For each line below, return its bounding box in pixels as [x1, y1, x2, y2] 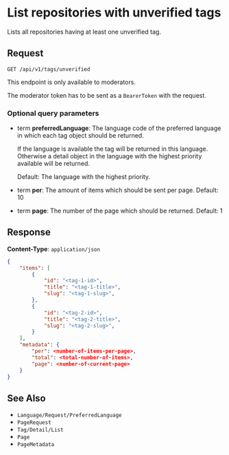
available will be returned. [16, 160, 91, 168]
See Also [7, 392, 46, 404]
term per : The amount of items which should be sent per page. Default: [16, 186, 219, 194]
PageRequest [16, 419, 51, 426]
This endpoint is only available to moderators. [7, 78, 136, 86]
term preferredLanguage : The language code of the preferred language [16, 124, 221, 132]
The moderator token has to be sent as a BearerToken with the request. [7, 91, 207, 99]
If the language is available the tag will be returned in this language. [16, 145, 208, 153]
